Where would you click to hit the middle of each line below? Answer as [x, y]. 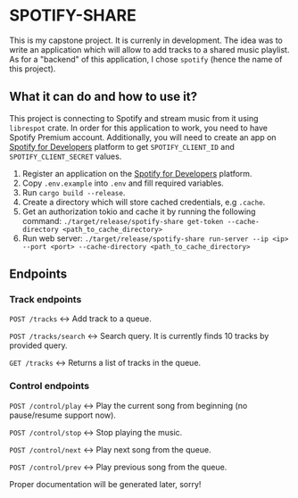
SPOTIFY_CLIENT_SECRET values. [66, 156]
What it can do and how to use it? [103, 97]
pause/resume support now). [62, 415]
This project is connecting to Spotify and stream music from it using [134, 118]
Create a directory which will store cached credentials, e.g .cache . [144, 202]
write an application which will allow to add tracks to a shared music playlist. [149, 49]
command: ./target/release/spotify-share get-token [123, 220]
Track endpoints [46, 300]
